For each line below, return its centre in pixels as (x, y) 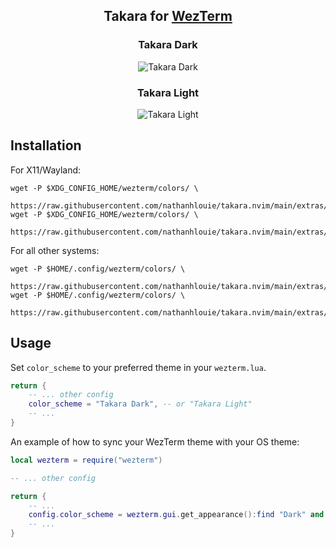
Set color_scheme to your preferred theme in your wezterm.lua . (138, 367)
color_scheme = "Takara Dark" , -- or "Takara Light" (140, 404)
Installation (46, 145)
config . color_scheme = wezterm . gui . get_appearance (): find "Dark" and (176, 515)
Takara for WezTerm (168, 16)
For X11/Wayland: (46, 170)
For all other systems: (55, 250)
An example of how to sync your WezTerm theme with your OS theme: (155, 441)
